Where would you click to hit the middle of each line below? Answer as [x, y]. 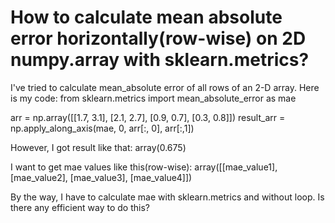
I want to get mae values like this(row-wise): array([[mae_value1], [144, 167]
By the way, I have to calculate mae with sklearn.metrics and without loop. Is [167, 197]
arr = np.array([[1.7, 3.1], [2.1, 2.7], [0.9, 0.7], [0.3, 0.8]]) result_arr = [148, 117]
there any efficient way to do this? [80, 207]
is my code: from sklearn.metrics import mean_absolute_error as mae [153, 98]
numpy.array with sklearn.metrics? [160, 60]
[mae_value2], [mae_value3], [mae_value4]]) [101, 177]
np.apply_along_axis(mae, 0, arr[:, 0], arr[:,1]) [102, 128]
